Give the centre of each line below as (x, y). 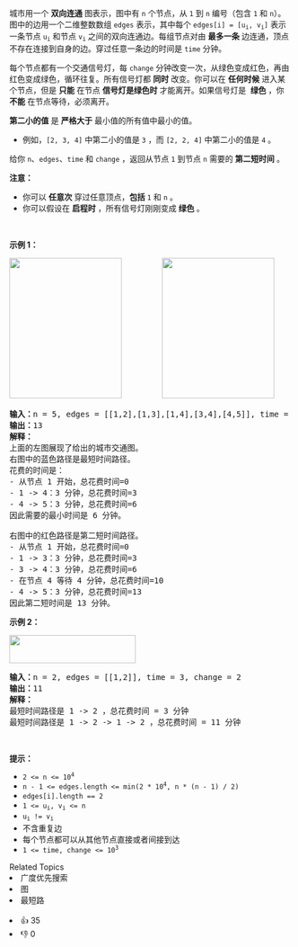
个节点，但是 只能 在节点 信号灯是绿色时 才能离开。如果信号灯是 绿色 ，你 (147, 90)
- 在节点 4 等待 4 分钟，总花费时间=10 (87, 580)
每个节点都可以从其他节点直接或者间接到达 (101, 839)
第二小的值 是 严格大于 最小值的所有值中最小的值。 (103, 121)
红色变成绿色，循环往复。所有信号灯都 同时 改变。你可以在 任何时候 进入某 (147, 78)
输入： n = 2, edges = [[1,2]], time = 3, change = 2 (125, 677)
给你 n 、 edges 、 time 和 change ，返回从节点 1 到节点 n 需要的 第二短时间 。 (147, 158)
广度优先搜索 (44, 877)
